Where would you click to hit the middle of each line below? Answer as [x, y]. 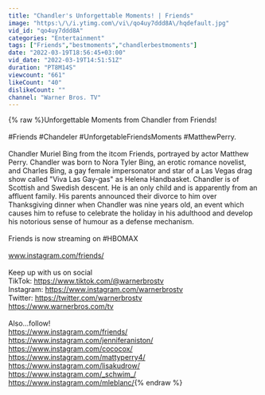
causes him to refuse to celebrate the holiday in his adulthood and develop [131, 213]
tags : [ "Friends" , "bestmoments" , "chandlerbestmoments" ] [103, 45]
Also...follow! [29, 323]
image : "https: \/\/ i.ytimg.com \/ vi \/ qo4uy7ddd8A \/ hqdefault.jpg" [119, 23]
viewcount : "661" [37, 75]
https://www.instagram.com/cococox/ [70, 349]
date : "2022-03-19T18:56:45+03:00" [67, 53]
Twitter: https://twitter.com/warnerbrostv [75, 298]
